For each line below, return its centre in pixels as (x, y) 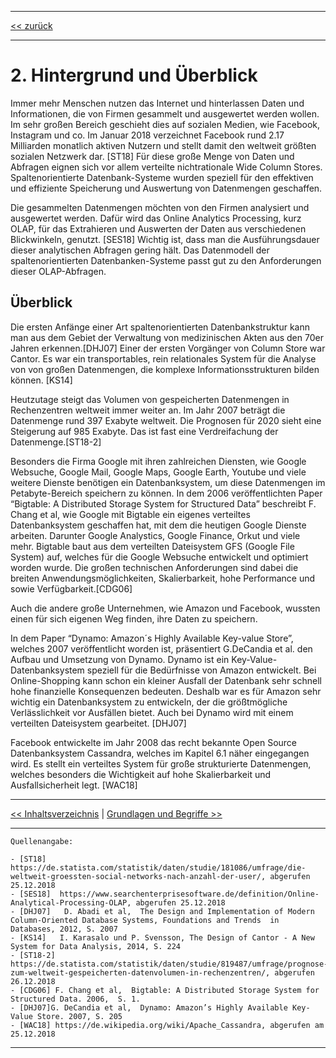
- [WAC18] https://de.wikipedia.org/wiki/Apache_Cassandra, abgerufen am (167, 1025)
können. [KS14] (41, 380)
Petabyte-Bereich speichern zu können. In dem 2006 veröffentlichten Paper (166, 493)
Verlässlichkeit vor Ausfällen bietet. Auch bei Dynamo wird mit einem (152, 712)
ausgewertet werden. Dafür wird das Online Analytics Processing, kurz (156, 218)
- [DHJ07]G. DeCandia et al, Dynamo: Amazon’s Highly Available (149, 1007)
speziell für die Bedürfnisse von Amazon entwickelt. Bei (201, 670)
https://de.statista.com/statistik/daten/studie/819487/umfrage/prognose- (169, 964)
